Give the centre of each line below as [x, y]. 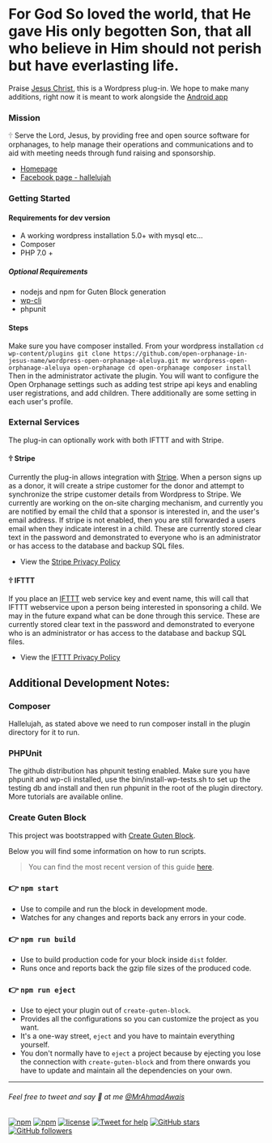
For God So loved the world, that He [130, 14]
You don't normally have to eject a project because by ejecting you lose [140, 1053]
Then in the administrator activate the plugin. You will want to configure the [134, 375]
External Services [44, 422]
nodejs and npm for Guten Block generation [93, 292]
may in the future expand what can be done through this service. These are [134, 616]
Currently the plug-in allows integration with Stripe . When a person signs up [135, 477]
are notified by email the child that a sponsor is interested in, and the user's [134, 512]
